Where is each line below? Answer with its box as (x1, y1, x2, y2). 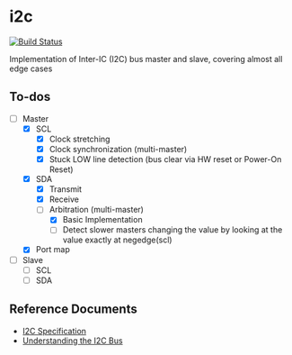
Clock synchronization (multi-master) (49, 143, 188, 154)
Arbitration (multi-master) (49, 205, 144, 215)
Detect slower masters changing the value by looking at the (62, 224, 283, 235)
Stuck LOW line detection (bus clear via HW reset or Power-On (49, 154, 282, 164)
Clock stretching (49, 133, 111, 144)
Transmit (49, 184, 83, 195)
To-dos (9, 89, 51, 105)
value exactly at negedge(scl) (62, 234, 173, 245)
